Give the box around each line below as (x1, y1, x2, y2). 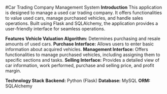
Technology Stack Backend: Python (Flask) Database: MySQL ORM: (5, 78, 151, 83)
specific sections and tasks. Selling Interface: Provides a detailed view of (5, 57, 160, 63)
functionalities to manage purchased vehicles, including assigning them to (5, 52, 160, 58)
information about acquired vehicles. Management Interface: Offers (5, 46, 148, 52)
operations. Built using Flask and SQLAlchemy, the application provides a (5, 20, 158, 26)
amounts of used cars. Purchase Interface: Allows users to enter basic (5, 41, 154, 47)
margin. (5, 68, 21, 74)
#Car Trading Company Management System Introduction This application (5, 5, 162, 10)
